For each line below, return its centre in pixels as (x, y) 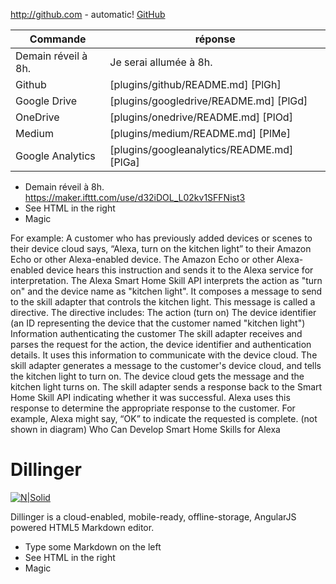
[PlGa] (124, 162)
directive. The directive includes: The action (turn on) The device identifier (163, 312)
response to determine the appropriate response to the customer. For (153, 408)
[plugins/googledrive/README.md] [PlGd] (208, 101)
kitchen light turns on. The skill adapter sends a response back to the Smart (166, 387)
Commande (58, 39)
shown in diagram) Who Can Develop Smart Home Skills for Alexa (145, 429)
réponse (215, 39)
